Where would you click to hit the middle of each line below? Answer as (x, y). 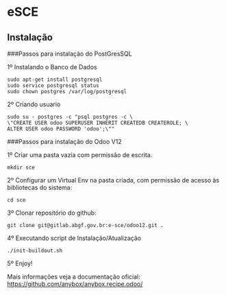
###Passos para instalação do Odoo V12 (64, 142)
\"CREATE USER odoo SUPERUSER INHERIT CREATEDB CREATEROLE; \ (98, 123)
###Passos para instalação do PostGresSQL (70, 54)
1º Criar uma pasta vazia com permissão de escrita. (80, 155)
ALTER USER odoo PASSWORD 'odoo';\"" (61, 129)
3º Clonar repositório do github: (52, 213)
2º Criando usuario (34, 104)
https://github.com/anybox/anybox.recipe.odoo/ (75, 284)
